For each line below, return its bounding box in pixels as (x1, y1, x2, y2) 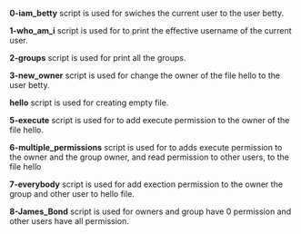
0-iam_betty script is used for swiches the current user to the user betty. (9, 8, 285, 18)
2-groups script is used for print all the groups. (9, 53, 186, 63)
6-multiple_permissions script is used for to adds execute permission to (9, 142, 283, 152)
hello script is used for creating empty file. (9, 97, 169, 108)
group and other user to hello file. (9, 189, 135, 199)
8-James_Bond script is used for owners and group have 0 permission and (9, 206, 292, 217)
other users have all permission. (9, 216, 130, 226)
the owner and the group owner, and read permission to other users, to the (9, 151, 289, 162)
